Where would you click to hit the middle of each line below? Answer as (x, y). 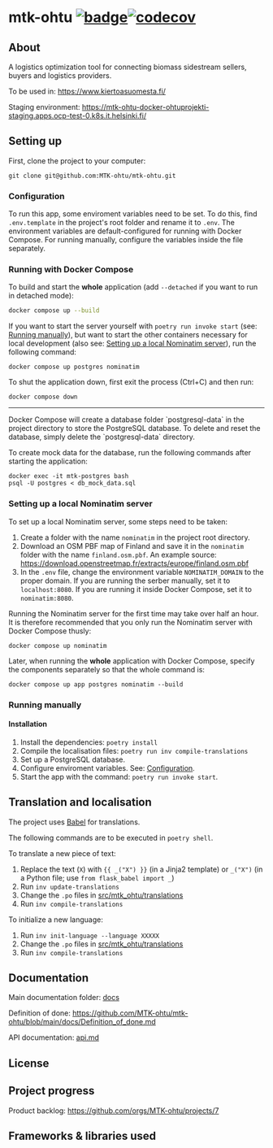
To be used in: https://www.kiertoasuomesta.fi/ (87, 91)
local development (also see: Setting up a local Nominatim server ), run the (132, 344)
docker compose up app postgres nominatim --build (96, 684)
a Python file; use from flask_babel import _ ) (97, 877)
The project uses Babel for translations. (74, 822)
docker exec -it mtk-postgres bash (69, 476)
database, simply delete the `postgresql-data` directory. (102, 437)
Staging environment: (44, 107)
